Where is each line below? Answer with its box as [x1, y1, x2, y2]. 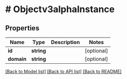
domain [8, 56, 27, 62]
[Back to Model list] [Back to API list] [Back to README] [5, 68, 122, 74]
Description [50, 39, 80, 46]
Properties [5, 24, 40, 32]
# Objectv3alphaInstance [5, 4, 115, 15]
